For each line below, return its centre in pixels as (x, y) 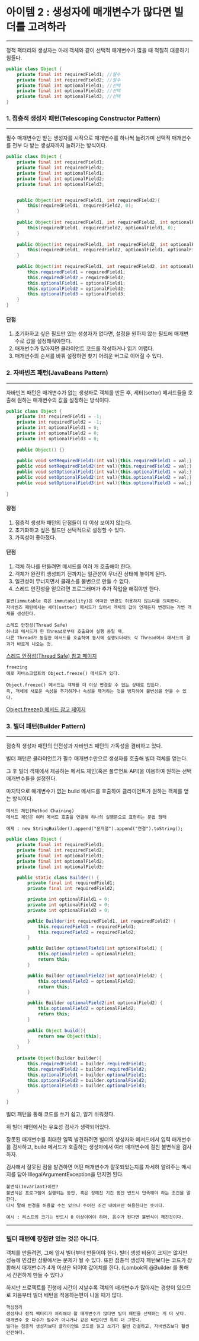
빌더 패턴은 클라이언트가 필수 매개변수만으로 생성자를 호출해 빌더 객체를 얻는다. (97, 759)
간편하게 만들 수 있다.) (38, 1275)
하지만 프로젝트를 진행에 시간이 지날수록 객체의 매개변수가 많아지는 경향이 (91, 1288)
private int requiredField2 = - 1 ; (59, 422)
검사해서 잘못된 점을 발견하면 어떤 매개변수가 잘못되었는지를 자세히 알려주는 (93, 1167)
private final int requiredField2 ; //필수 (69, 80)
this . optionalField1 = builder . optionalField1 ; (87, 1075)
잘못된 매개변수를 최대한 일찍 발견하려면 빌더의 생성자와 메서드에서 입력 (88, 1140)
